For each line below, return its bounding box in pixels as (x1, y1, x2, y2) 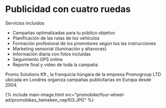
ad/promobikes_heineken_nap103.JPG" (5, 96, 87, 103)
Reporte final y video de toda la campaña (12, 61, 98, 67)
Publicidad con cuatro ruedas (5, 3, 131, 15)
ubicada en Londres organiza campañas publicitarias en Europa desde (5, 76, 151, 82)
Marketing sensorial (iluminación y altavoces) (12, 45, 107, 51)
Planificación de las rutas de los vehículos (12, 35, 100, 41)
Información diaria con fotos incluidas (12, 51, 91, 57)
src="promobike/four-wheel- (65, 91, 125, 97)
